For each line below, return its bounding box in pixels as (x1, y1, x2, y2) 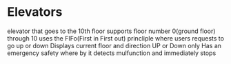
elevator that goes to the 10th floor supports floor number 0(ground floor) (7, 27, 216, 35)
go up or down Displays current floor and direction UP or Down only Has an (7, 41, 222, 50)
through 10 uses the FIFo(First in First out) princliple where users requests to (7, 34, 224, 42)
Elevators (7, 4, 63, 20)
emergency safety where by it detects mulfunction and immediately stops (7, 49, 217, 57)
